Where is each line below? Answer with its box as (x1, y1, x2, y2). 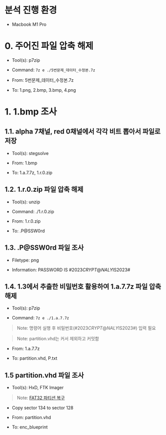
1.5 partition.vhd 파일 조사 (4, 371, 84, 379)
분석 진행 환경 (4, 4, 57, 16)
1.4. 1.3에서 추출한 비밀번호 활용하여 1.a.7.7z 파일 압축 (4, 282, 162, 290)
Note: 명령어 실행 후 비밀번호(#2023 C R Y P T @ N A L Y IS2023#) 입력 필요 (16, 325, 156, 331)
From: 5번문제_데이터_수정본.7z (11, 77, 74, 83)
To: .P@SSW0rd (11, 228, 45, 234)
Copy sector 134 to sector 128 (11, 405, 74, 411)
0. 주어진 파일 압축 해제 (4, 40, 93, 52)
